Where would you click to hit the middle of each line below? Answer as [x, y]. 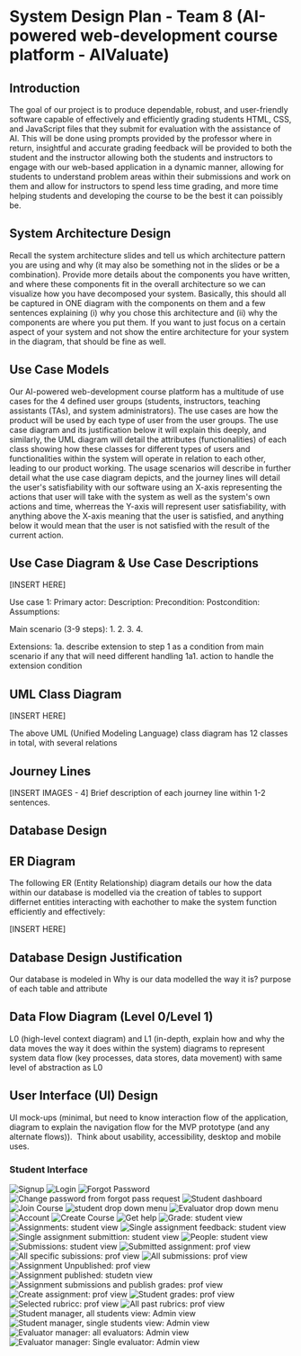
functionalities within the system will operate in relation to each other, [138, 458]
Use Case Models [59, 370]
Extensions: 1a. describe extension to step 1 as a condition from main [137, 646]
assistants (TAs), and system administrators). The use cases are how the [144, 411]
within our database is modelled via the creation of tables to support [136, 892]
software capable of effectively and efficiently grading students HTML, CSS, [150, 119]
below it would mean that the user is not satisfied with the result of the [140, 525]
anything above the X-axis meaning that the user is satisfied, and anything [147, 516]
